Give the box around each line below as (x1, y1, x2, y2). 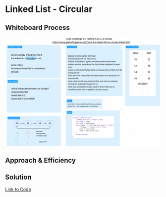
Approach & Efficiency (5, 156, 76, 165)
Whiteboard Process (5, 23, 70, 32)
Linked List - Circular (5, 3, 93, 15)
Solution (5, 173, 32, 182)
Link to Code (5, 186, 31, 192)
